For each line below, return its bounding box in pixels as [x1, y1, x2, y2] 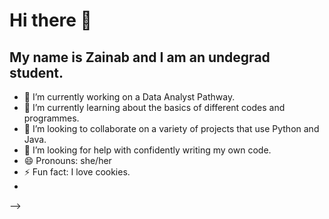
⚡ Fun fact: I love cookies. [23, 166, 131, 178]
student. [9, 64, 64, 81]
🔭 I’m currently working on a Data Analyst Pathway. [23, 91, 236, 103]
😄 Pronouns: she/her [23, 155, 112, 166]
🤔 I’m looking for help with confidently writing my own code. [23, 144, 272, 156]
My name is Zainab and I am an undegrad [9, 49, 271, 66]
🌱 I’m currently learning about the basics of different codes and [23, 102, 286, 113]
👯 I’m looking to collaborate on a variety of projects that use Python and [23, 123, 320, 134]
